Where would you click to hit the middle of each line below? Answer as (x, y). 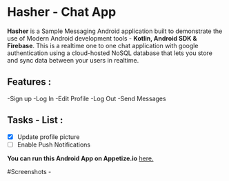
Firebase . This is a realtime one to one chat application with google (103, 45)
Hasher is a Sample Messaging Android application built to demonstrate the (115, 31)
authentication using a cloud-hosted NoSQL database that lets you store (110, 53)
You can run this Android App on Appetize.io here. (80, 158)
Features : (29, 82)
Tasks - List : (35, 120)
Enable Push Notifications (54, 145)
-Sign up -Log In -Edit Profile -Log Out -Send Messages (87, 98)
